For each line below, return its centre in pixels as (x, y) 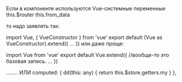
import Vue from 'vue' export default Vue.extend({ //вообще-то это (88, 55)
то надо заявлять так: (33, 26)
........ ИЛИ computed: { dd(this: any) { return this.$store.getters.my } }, (91, 72)
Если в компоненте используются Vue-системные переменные (86, 8)
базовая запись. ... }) (32, 61)
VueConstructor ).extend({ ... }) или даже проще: (65, 44)
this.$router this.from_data (38, 15)
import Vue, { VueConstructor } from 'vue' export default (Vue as (84, 37)
